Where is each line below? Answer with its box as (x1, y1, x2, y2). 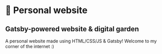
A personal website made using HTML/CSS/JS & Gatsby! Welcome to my (5, 38, 157, 44)
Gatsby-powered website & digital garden (5, 25, 139, 33)
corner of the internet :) (5, 43, 54, 49)
